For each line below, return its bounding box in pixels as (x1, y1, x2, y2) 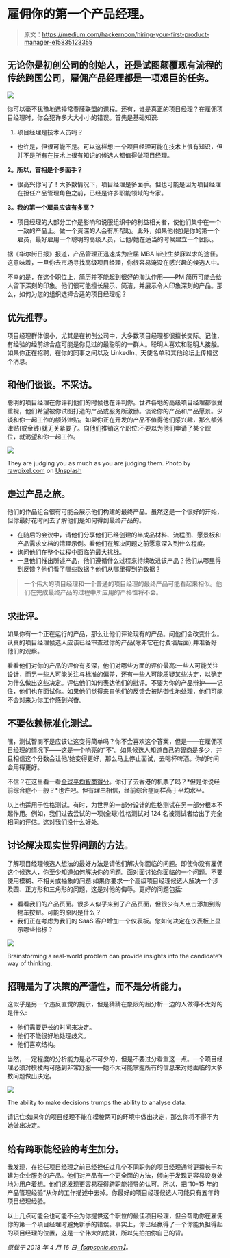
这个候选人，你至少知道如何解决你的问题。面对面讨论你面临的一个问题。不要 (7, 868, 223, 876)
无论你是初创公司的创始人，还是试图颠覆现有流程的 (7, 60, 223, 71)
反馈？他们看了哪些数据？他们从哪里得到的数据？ (23, 565, 162, 573)
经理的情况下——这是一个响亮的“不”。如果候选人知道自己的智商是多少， (12, 745, 217, 754)
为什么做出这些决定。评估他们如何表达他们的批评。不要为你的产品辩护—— (7, 679, 217, 686)
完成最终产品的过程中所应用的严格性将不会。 (36, 588, 162, 596)
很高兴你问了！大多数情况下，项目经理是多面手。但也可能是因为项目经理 (16, 180, 221, 189)
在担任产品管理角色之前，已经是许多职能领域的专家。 (16, 189, 168, 197)
